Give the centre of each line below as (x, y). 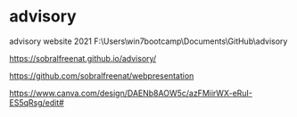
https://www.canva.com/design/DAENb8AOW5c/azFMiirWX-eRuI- (131, 93)
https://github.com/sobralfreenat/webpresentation (102, 75)
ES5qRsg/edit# (37, 102)
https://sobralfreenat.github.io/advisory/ (83, 58)
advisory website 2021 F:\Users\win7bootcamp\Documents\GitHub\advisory (148, 41)
